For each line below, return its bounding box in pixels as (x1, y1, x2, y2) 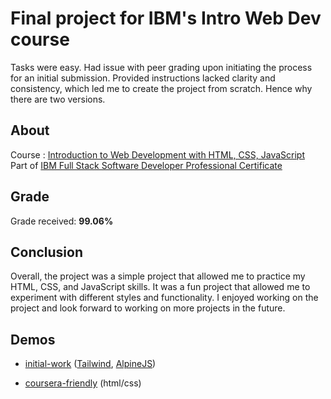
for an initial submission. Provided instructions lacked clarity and (10, 72, 276, 84)
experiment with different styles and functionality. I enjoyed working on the (10, 292, 319, 304)
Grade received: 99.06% (10, 215, 114, 227)
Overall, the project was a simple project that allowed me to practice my (10, 270, 306, 282)
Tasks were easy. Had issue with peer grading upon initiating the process (10, 61, 313, 73)
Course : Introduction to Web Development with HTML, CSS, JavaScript (10, 148, 305, 161)
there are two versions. (10, 93, 106, 105)
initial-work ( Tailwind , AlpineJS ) (24, 358, 157, 370)
